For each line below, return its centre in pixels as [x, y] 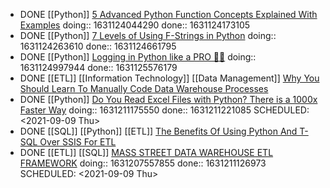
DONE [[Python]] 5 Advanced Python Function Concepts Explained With [168, 14]
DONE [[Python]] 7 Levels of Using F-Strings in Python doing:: [148, 35]
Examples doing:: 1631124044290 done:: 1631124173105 [135, 25]
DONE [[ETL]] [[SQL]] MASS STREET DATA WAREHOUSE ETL [146, 152]
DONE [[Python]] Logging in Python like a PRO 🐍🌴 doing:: [138, 57]
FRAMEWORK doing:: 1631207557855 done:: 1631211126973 [143, 163]
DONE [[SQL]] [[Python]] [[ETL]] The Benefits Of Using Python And [158, 131]
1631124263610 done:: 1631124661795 [98, 46]
